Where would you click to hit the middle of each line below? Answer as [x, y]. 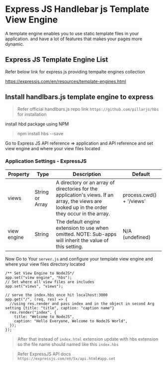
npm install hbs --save [40, 133]
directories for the [77, 188]
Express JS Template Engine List [57, 60]
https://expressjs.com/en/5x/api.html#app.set [66, 359]
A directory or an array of [85, 183]
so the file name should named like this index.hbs [68, 344]
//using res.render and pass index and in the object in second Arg [82, 304]
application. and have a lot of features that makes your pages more [74, 39]
